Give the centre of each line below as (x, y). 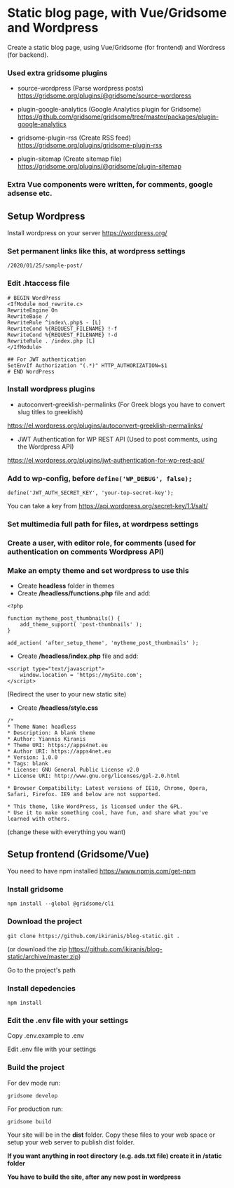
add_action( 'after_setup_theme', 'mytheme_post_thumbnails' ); (103, 643)
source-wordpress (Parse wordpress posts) (80, 88)
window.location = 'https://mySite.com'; (81, 675)
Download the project (45, 921)
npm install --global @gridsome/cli (61, 904)
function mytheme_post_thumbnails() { (64, 619)
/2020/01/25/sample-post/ (45, 266)
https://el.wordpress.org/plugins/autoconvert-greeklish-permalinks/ (105, 425)
